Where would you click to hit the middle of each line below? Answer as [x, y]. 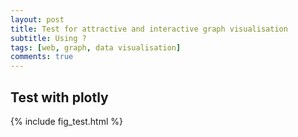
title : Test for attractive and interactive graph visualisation [149, 29]
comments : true [42, 57]
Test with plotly [59, 97]
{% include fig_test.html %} [66, 121]
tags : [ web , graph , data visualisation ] [96, 47]
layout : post [37, 19]
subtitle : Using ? [48, 38]
